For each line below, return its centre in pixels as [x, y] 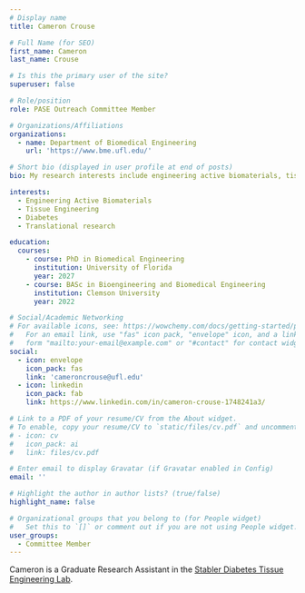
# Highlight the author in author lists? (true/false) [115, 494]
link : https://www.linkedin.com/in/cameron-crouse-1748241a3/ [146, 402]
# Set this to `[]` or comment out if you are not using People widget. [154, 527]
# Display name [38, 18]
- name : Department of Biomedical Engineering [107, 143]
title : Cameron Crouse [52, 26]
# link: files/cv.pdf [54, 452]
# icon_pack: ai [44, 444]
